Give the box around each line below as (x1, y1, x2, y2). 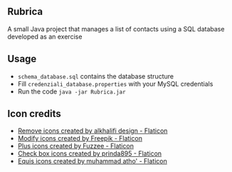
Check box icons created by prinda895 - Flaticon (17, 149, 162, 158)
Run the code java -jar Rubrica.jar (17, 87, 126, 96)
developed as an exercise (7, 32, 83, 41)
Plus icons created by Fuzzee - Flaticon (17, 142, 134, 151)
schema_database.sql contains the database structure (17, 71, 174, 81)
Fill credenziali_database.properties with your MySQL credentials (17, 79, 213, 88)
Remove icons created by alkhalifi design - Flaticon (17, 126, 168, 135)
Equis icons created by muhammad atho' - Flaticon (17, 157, 167, 166)
